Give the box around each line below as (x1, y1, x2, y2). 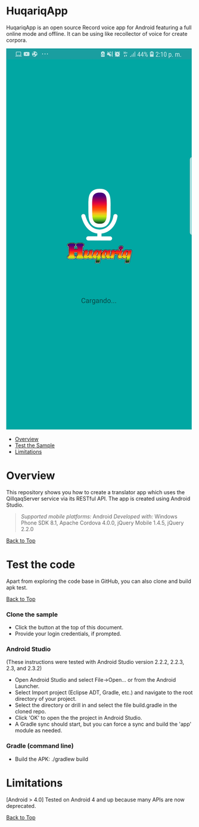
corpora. (6, 36, 28, 43)
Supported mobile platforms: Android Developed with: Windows (20, 513, 178, 520)
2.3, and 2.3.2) (6, 665, 42, 672)
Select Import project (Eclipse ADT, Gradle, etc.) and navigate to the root (14, 689, 193, 696)
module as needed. (14, 727, 63, 734)
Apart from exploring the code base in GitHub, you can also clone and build (6, 578, 192, 585)
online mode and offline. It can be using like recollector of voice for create (6, 30, 188, 37)
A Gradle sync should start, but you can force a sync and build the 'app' (14, 720, 192, 728)
